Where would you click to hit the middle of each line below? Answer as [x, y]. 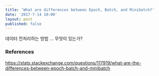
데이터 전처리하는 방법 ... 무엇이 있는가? [44, 38]
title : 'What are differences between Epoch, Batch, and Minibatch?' [80, 10]
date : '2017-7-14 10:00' [31, 14]
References [20, 52]
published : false [23, 24]
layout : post [19, 19]
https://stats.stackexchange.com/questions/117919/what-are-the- [73, 62]
